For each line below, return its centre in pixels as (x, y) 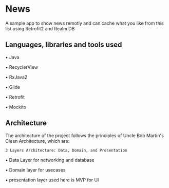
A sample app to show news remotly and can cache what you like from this (85, 23)
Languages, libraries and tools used (64, 45)
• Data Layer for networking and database (50, 160)
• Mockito (16, 107)
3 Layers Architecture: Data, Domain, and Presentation (66, 150)
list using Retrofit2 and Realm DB (40, 28)
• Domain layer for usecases (35, 170)
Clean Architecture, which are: (37, 141)
